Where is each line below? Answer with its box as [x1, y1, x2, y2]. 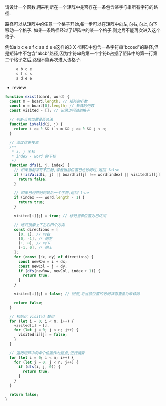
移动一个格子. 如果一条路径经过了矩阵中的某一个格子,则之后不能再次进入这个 [5, 27, 161, 33]
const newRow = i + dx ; [18, 259, 68, 264]
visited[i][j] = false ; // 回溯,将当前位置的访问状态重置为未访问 [14, 291, 140, 296]
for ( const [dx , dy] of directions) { [14, 254, 94, 259]
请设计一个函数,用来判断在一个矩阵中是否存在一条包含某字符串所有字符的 [5, 4, 154, 10]
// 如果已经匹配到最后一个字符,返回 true [14, 190, 89, 195]
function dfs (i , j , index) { [9, 163, 70, 168]
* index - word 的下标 [11, 154, 56, 159]
